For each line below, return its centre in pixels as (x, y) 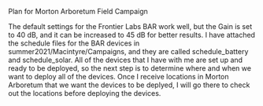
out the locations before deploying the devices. (85, 93)
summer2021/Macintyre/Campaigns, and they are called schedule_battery (128, 51)
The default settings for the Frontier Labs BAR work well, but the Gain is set (130, 26)
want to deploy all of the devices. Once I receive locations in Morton (119, 77)
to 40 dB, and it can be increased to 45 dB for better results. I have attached (132, 35)
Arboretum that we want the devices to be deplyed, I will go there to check (129, 85)
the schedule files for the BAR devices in (74, 43)
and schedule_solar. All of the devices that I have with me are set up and (125, 60)
